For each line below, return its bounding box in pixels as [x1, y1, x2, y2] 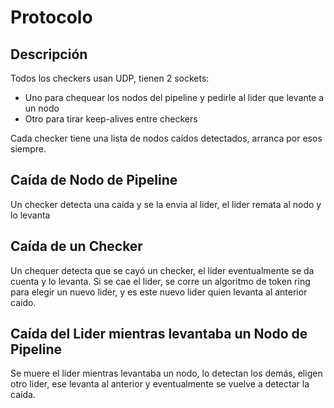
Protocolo [10, 6, 93, 29]
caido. [10, 296, 37, 308]
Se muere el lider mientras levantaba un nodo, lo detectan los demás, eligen [10, 367, 323, 380]
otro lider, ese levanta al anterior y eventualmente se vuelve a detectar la [10, 378, 310, 390]
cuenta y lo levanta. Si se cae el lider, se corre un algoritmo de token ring [10, 275, 311, 287]
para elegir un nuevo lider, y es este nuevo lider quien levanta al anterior [10, 286, 308, 298]
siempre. [10, 143, 47, 155]
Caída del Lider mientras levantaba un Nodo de [10, 326, 308, 343]
